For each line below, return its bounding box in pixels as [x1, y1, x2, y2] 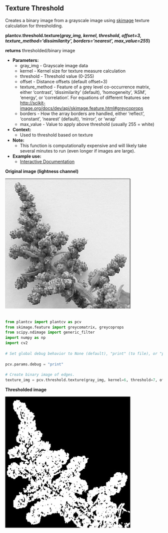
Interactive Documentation [19, 158, 75, 165]
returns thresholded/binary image [5, 47, 75, 53]
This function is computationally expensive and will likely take [19, 143, 147, 149]
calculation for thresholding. [5, 23, 63, 29]
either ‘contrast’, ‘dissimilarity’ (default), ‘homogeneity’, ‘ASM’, [19, 89, 146, 95]
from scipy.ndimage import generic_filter [5, 330, 95, 335]
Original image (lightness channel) [5, 168, 79, 174]
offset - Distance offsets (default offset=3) [19, 78, 107, 84]
